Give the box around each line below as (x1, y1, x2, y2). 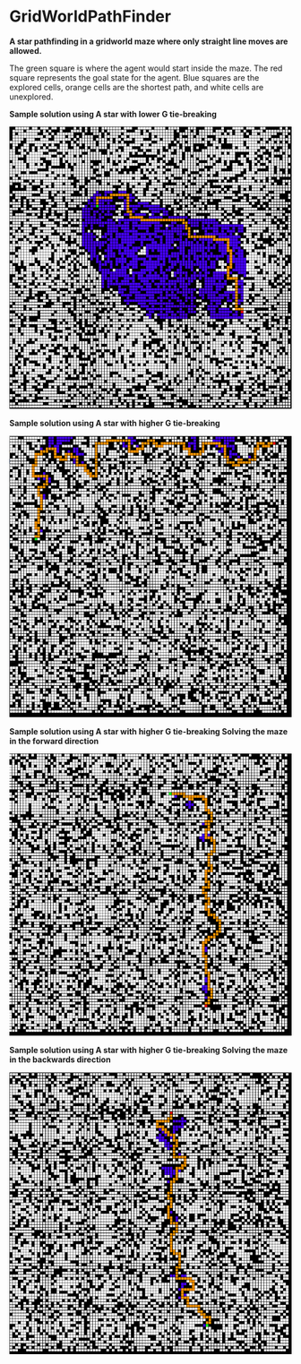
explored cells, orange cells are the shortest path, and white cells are (9, 81, 264, 92)
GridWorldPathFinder (9, 6, 172, 27)
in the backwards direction (9, 1054, 111, 1065)
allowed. (9, 45, 42, 56)
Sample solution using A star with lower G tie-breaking (9, 108, 218, 119)
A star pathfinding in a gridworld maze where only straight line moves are (9, 36, 288, 47)
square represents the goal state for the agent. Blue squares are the (9, 72, 260, 82)
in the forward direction (9, 736, 99, 747)
